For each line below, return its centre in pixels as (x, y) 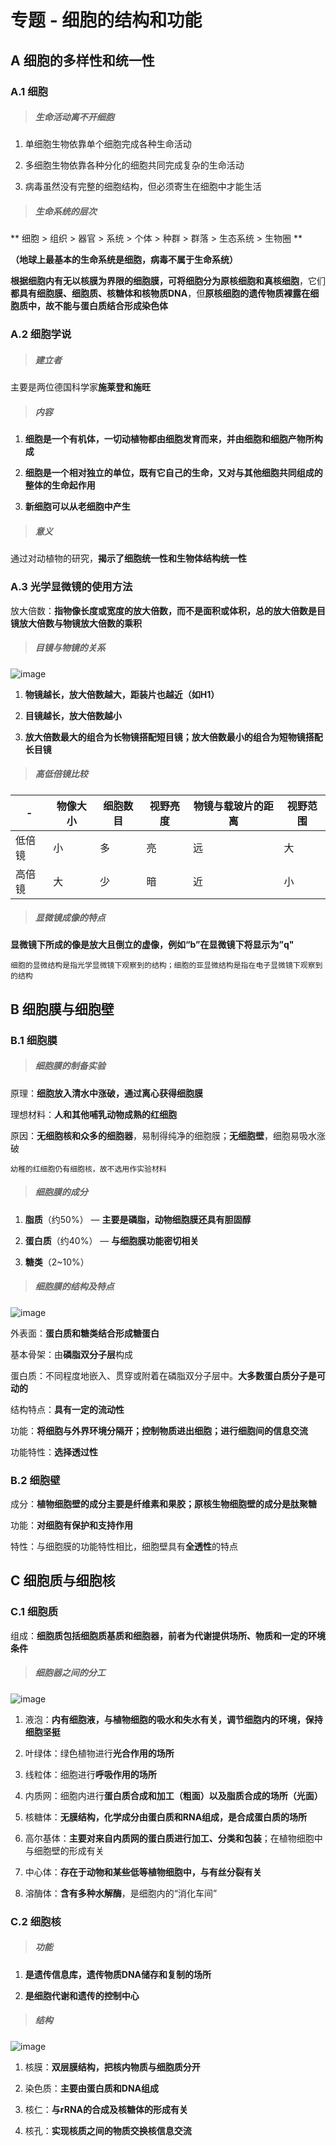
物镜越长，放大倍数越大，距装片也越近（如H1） (122, 694)
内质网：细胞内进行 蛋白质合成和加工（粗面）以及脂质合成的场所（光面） (173, 1795)
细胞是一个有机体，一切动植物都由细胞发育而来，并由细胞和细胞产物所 (169, 439)
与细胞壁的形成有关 (64, 1850)
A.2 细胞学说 (41, 334)
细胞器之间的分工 (70, 1673)
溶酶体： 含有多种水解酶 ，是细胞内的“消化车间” (121, 1893)
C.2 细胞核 (36, 1921)
